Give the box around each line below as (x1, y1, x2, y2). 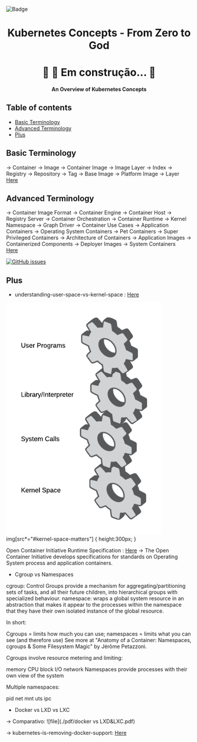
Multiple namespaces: (6, 684, 60, 691)
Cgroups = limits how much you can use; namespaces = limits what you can (6, 630, 191, 637)
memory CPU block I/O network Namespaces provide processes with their (6, 666, 188, 673)
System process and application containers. (6, 559, 113, 567)
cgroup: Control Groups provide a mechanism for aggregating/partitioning (6, 582, 186, 590)
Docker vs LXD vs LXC (14, 707, 70, 714)
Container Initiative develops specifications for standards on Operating (6, 553, 178, 561)
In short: (6, 619, 27, 626)
